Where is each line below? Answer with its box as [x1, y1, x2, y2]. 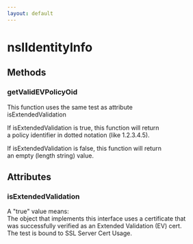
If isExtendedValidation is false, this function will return [7, 144, 162, 152]
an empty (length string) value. [7, 151, 94, 160]
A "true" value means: [7, 207, 70, 216]
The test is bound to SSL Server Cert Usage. [7, 229, 132, 237]
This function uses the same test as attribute [7, 103, 133, 111]
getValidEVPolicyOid [7, 87, 77, 97]
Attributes [7, 171, 51, 182]
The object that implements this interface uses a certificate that [7, 215, 186, 223]
